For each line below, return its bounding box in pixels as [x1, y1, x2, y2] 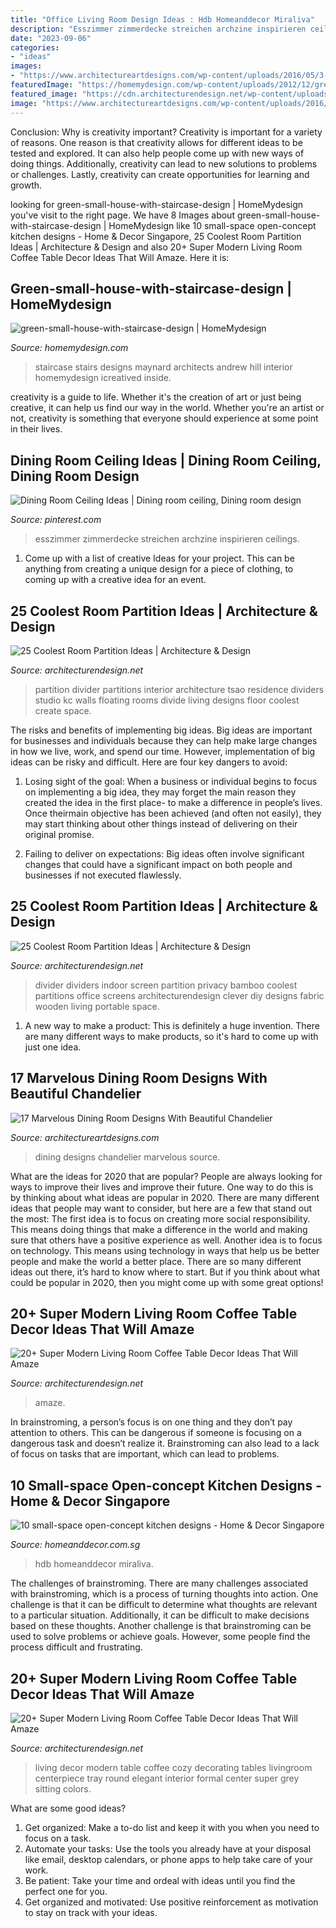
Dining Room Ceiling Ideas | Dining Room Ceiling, [10, 452, 322, 469]
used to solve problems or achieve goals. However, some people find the [10, 1631, 311, 1643]
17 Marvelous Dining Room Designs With [10, 1070, 268, 1087]
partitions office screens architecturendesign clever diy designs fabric [34, 989, 325, 1001]
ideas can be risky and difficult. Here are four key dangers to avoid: [10, 756, 288, 768]
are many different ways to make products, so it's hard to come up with [24, 1030, 319, 1042]
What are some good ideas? [10, 1802, 127, 1814]
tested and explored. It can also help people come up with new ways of [10, 147, 305, 159]
